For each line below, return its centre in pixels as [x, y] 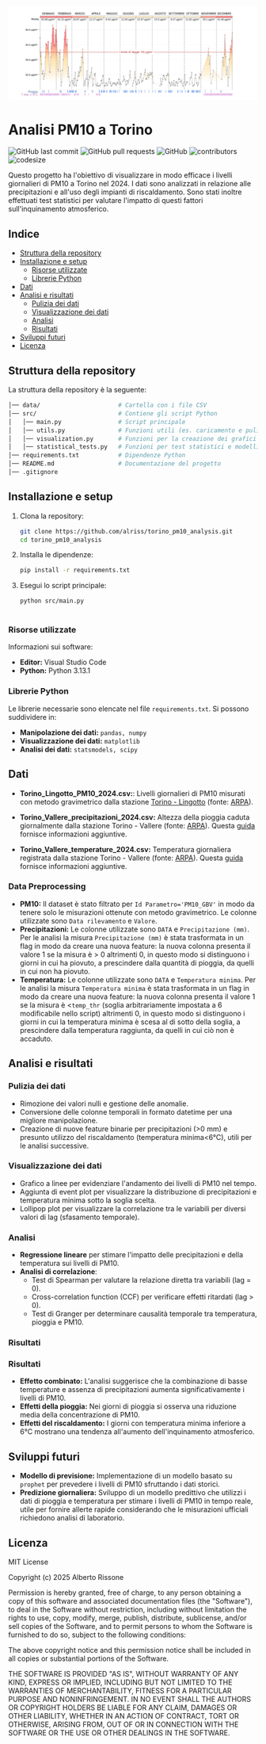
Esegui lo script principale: [63, 586]
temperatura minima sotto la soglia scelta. [88, 1200]
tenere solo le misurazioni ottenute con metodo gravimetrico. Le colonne [138, 912]
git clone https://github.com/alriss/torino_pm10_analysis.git [126, 531]
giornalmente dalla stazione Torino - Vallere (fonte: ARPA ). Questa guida [137, 825]
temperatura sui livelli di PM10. [69, 1264]
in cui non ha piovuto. [55, 971]
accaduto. [36, 1038]
